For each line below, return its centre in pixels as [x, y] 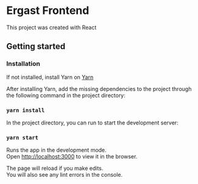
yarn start [22, 138]
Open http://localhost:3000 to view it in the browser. [72, 157]
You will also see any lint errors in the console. [65, 175]
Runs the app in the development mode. [56, 150]
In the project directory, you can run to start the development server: [92, 123]
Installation [23, 64]
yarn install [26, 110]
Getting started [36, 46]
